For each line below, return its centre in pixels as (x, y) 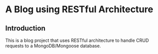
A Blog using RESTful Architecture (79, 9)
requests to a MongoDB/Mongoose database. (53, 46)
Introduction (25, 28)
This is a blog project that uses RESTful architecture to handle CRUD (77, 40)
